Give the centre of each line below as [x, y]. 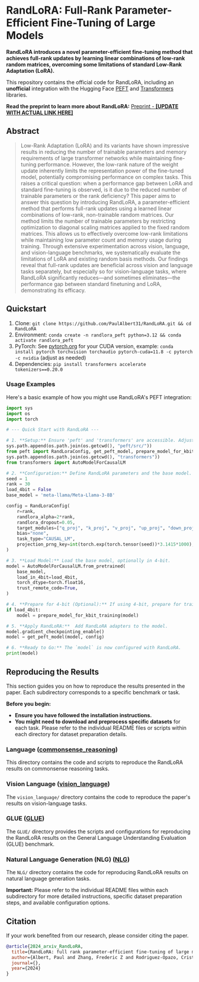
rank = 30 [18, 484]
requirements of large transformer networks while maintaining [96, 158]
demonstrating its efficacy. [53, 290]
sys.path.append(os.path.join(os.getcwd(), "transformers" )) [83, 457]
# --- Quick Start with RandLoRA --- [53, 430]
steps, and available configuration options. [58, 903]
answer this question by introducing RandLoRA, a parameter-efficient [105, 202]
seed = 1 [17, 479]
